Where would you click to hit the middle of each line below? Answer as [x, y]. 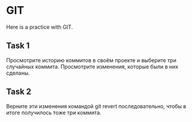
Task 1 [18, 46]
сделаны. [18, 73]
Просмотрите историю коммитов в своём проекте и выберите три [92, 60]
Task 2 [19, 92]
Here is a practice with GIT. [40, 27]
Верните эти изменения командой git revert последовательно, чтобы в [96, 106]
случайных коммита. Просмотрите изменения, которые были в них [92, 66]
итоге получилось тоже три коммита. [54, 112]
